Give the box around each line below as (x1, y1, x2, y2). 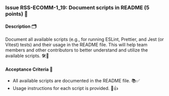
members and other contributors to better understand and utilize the (5, 47, 148, 53)
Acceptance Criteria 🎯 (5, 66, 53, 72)
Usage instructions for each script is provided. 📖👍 (12, 85, 118, 91)
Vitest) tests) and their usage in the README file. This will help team (5, 42, 148, 48)
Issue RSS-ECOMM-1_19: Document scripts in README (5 (5, 4, 150, 11)
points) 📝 (5, 10, 28, 17)
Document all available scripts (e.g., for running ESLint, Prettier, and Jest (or (5, 36, 164, 42)
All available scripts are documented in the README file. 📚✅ (12, 78, 141, 84)
